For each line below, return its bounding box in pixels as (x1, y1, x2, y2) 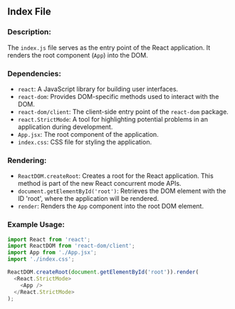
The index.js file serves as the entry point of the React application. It (7, 43, 211, 52)
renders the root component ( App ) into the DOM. (7, 51, 148, 59)
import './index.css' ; (7, 256, 75, 263)
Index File (7, 6, 51, 18)
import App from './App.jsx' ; (7, 249, 98, 256)
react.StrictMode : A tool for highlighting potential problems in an (17, 115, 209, 123)
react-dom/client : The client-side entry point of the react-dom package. (17, 107, 229, 116)
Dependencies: (7, 68, 62, 78)
